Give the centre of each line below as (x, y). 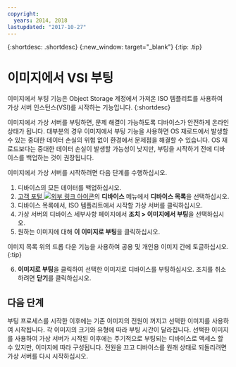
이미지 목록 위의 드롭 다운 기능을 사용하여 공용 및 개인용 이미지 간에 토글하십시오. (118, 247)
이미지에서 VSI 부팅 (61, 78)
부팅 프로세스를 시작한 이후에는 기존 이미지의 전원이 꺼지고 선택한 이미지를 (109, 321)
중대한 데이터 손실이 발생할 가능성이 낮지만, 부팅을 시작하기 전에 (125, 149)
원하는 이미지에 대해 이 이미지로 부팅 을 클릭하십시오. (89, 232)
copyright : (23, 14)
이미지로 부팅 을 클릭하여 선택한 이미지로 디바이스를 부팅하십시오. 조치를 (115, 270)
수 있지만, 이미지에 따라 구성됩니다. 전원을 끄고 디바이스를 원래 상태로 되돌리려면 (117, 347)
